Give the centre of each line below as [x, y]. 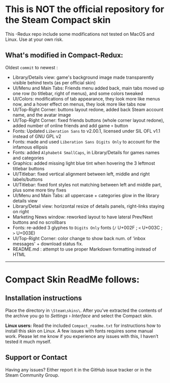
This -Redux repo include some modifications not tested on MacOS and [80, 34]
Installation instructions [44, 298]
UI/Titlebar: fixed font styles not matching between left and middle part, [87, 184]
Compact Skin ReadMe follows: [73, 279]
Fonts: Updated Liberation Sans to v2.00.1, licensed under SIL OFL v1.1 [86, 131]
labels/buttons [28, 179]
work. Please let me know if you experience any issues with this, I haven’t [82, 336]
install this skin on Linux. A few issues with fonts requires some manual [79, 331]
